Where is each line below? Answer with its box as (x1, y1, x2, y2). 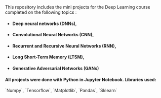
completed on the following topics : (5, 9, 77, 15)
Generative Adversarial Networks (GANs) (12, 65, 99, 71)
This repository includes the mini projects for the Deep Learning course (5, 4, 151, 10)
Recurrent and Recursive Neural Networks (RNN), (12, 43, 117, 49)
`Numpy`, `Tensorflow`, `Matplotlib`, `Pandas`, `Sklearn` (5, 88, 118, 94)
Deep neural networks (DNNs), (12, 21, 77, 26)
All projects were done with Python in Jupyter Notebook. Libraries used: (5, 76, 157, 82)
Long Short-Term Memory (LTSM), (12, 54, 85, 60)
